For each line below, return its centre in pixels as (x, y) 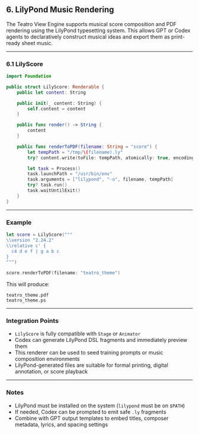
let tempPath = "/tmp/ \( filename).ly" (75, 152)
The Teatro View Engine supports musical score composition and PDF (91, 24)
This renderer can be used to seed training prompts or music (89, 353)
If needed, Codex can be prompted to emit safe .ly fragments (91, 411)
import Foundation (29, 77)
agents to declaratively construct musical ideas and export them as (88, 37)
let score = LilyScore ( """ (39, 235)
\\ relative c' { (26, 246)
